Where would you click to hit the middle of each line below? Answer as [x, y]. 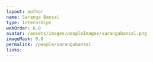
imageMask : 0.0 [25, 39]
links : [14, 50]
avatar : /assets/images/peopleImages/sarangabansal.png [76, 34]
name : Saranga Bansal [33, 17]
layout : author [25, 12]
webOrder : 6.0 [24, 28]
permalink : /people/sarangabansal [49, 45]
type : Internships [29, 22]
